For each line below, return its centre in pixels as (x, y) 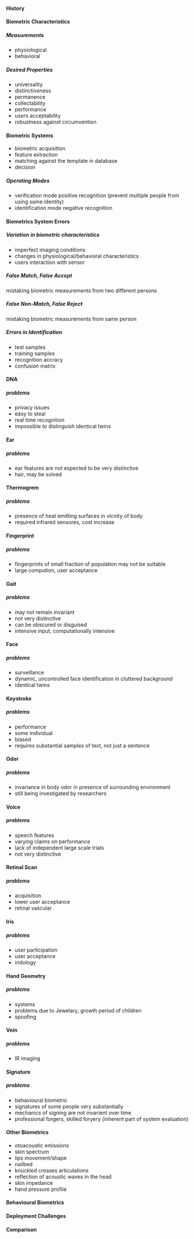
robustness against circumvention (55, 122)
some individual (33, 733)
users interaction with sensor (50, 262)
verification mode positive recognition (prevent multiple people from (97, 196)
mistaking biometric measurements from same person (71, 319)
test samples (30, 347)
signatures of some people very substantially (69, 1106)
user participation (36, 950)
